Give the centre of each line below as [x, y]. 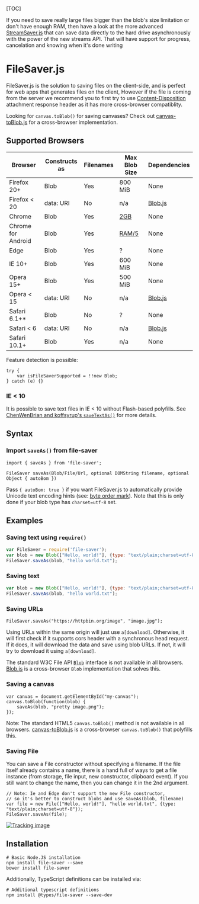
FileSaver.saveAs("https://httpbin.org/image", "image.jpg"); [84, 621]
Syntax [20, 434]
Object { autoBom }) [32, 478]
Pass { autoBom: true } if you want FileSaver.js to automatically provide [94, 489]
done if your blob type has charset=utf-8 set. [62, 502]
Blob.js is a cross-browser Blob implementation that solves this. [84, 669]
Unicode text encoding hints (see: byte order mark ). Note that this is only [95, 496]
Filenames [99, 165]
